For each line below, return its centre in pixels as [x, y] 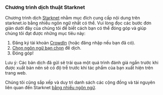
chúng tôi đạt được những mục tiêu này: [45, 34]
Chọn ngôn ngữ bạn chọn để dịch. [47, 48]
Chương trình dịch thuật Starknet [45, 7]
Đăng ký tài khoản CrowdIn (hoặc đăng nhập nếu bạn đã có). [74, 43]
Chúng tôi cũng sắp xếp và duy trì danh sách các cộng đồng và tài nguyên [80, 82]
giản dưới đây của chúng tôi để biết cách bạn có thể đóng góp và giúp [76, 28]
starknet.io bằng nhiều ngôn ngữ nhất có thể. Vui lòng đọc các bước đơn [78, 23]
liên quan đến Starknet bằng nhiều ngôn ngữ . [51, 88]
